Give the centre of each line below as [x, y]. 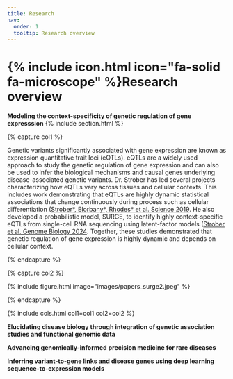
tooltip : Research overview [54, 33]
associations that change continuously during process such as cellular [108, 202]
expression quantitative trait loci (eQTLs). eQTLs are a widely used [103, 158]
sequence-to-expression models [56, 369]
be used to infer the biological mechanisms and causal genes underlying [111, 172]
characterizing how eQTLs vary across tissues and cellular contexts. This [112, 187]
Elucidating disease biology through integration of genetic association [111, 327]
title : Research [31, 14]
